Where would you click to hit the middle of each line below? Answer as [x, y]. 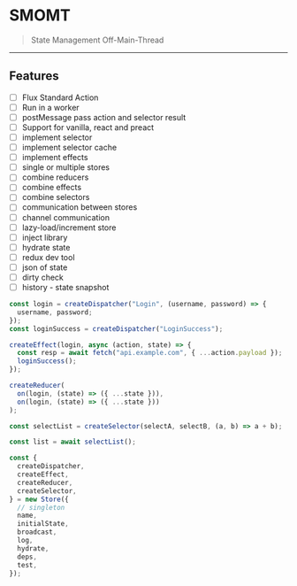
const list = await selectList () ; [73, 442]
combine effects [52, 188]
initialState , [43, 524]
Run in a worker [50, 107]
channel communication [66, 217]
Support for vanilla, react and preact [88, 127]
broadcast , [37, 532]
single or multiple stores [66, 167]
